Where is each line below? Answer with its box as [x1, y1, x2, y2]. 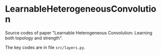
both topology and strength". [5, 35, 63, 41]
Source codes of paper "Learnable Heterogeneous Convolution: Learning [5, 30, 153, 36]
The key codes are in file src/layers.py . [5, 44, 85, 50]
